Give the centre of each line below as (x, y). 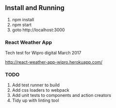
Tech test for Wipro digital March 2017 (43, 53)
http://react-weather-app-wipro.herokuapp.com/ (54, 62)
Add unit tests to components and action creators (62, 95)
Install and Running (35, 8)
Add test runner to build (36, 85)
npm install (23, 19)
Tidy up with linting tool (35, 100)
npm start (22, 25)
